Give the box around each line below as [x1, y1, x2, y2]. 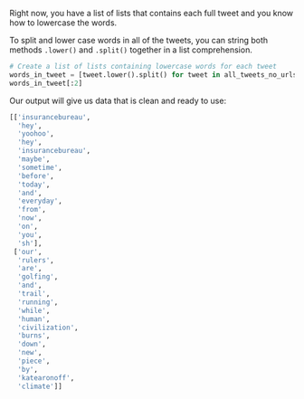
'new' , [17, 348, 43, 357]
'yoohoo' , [17, 129, 54, 138]
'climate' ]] [17, 382, 63, 391]
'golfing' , [17, 272, 59, 281]
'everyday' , [17, 196, 63, 206]
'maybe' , [17, 155, 51, 164]
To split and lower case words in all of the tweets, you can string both [9, 35, 269, 45]
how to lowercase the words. [9, 17, 118, 28]
